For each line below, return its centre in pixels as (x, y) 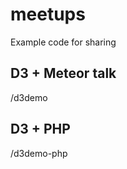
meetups (48, 14)
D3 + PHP (40, 129)
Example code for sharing (63, 42)
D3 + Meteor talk (63, 73)
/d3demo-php (39, 153)
